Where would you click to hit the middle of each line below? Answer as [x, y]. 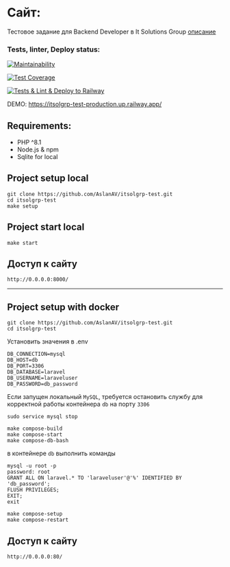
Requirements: [39, 126]
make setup [23, 206]
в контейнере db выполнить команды [62, 453]
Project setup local [48, 179]
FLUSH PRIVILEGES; [33, 490]
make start [23, 243]
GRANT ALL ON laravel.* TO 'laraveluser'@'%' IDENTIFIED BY [95, 478]
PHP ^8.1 [29, 143]
